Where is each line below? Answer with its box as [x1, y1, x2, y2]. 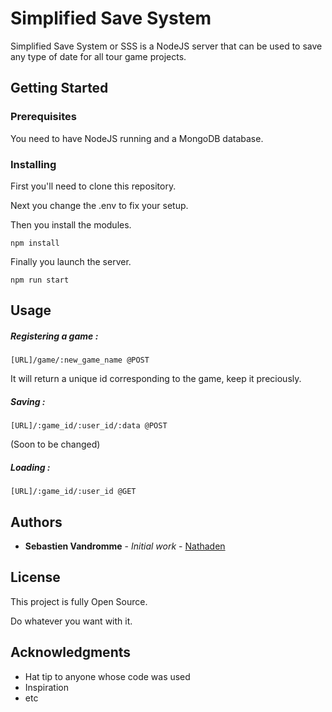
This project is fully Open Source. [10, 595, 148, 607]
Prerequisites [10, 110, 77, 124]
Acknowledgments [10, 644, 132, 661]
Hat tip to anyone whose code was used [24, 670, 191, 682]
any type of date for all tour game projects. [10, 50, 187, 62]
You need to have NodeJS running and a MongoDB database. [10, 132, 264, 144]
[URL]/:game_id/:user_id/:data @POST [10, 421, 168, 431]
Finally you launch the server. [10, 255, 132, 267]
